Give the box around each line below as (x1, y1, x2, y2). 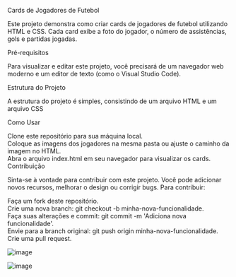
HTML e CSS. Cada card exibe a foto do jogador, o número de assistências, (7, 28, 228, 35)
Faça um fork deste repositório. (7, 197, 99, 205)
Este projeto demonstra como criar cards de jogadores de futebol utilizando (7, 20, 228, 28)
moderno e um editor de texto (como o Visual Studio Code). (7, 70, 182, 78)
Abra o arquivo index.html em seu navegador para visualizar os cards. (7, 155, 211, 163)
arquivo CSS (7, 105, 44, 112)
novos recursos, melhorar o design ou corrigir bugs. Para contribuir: (7, 183, 206, 191)
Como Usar (7, 118, 41, 126)
